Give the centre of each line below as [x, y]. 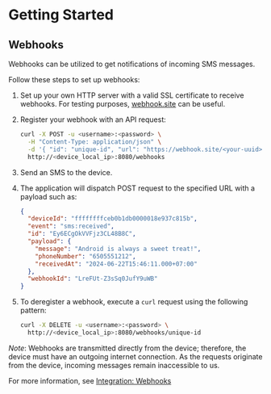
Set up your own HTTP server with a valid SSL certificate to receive [132, 95]
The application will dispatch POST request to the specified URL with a [138, 188]
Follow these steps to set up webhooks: [74, 80]
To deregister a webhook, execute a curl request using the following [134, 302]
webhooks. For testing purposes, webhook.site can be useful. [123, 104]
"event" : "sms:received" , [71, 226]
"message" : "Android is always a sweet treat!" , [118, 249]
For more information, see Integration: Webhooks [90, 380]
